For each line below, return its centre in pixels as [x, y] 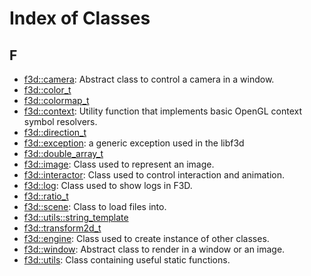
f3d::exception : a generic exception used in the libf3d [134, 143]
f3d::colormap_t [56, 100]
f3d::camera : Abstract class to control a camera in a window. [149, 79]
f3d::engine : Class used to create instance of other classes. [146, 238]
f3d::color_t [47, 90]
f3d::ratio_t [46, 196]
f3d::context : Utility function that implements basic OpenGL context [163, 111]
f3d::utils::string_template [76, 217]
